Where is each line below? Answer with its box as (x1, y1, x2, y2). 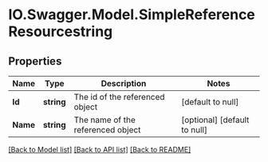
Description (100, 78, 147, 89)
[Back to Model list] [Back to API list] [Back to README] (8, 145, 191, 154)
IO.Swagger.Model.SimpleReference (8, 6, 255, 24)
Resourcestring (8, 22, 113, 41)
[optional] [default (181, 114, 250, 125)
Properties (8, 54, 62, 68)
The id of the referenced (73, 92, 165, 102)
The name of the (73, 114, 136, 125)
